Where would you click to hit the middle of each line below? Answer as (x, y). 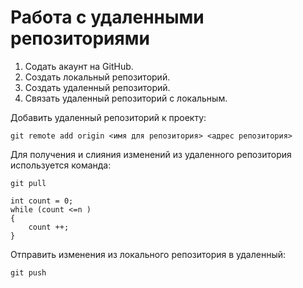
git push (28, 272)
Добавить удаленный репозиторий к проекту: (108, 117)
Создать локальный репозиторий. (97, 77)
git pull (28, 183)
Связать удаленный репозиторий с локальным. (126, 98)
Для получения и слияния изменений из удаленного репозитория (151, 154)
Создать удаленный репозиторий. (97, 87)
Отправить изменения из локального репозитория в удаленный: (148, 254)
